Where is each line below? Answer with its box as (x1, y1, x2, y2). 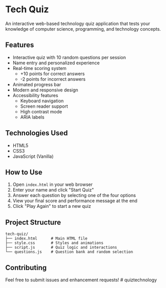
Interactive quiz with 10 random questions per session (12, 54, 126, 60)
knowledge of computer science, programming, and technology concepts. (5, 26, 161, 32)
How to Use (5, 167, 43, 177)
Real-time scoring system (12, 65, 67, 71)
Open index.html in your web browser (12, 181, 93, 187)
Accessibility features (12, 92, 59, 98)
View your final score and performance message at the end (12, 198, 137, 204)
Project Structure (5, 218, 61, 227)
